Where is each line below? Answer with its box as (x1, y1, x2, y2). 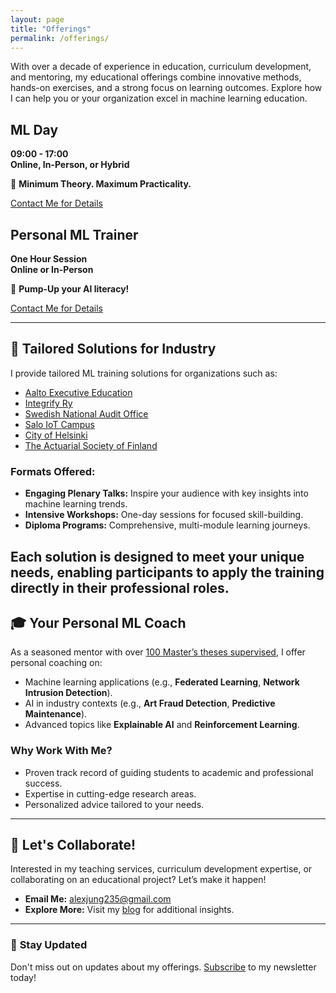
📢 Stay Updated (10, 938, 88, 952)
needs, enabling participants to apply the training (10, 564, 325, 581)
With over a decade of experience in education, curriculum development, (10, 61, 312, 73)
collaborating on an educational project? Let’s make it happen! (10, 874, 267, 886)
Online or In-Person (10, 264, 94, 275)
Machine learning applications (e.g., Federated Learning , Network (24, 676, 300, 688)
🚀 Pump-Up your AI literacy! (10, 283, 130, 295)
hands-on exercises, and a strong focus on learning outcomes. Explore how (10, 82, 323, 94)
